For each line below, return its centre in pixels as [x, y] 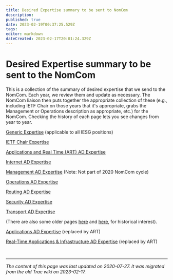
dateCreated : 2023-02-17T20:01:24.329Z [49, 39]
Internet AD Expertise [28, 162]
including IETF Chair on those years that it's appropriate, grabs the [76, 105]
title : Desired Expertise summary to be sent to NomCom [67, 10]
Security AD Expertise [29, 201]
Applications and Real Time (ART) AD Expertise [56, 152]
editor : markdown [24, 34]
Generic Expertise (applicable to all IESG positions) [60, 132]
